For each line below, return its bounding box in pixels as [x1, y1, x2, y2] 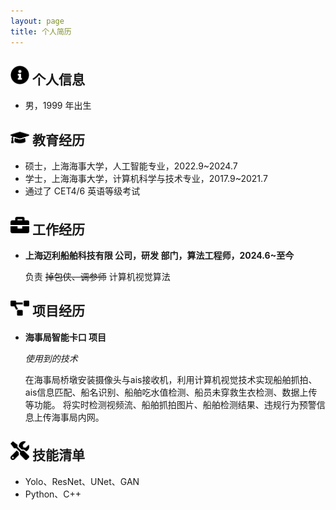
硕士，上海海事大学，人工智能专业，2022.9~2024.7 [24, 160, 238, 172]
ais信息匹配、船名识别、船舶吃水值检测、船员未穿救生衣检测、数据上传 [24, 386, 318, 398]
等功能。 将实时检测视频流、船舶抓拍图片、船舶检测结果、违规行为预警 [24, 398, 317, 410]
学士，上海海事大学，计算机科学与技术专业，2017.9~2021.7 [24, 173, 268, 185]
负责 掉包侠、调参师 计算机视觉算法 [24, 270, 171, 282]
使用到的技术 [24, 352, 78, 364]
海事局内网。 [51, 411, 105, 423]
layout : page [10, 16, 65, 26]
